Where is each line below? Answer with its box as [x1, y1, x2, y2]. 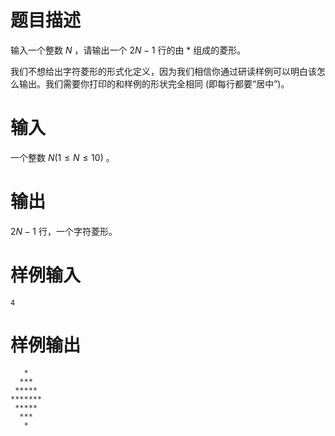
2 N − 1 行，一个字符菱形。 [10, 225, 118, 237]
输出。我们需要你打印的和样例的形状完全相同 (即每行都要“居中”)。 [18, 77, 290, 90]
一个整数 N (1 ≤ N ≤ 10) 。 [10, 151, 115, 163]
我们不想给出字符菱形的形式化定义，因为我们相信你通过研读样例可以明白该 [10, 65, 317, 77]
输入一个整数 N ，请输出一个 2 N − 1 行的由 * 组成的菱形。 [10, 44, 247, 56]
